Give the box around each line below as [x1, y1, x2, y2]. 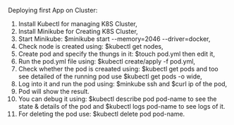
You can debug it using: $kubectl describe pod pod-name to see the [18, 95, 217, 103]
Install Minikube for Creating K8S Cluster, [18, 28, 138, 35]
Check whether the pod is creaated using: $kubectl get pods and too [18, 65, 219, 73]
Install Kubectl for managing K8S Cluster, [18, 20, 138, 28]
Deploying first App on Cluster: [8, 6, 98, 14]
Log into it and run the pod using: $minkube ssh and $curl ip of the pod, [18, 80, 228, 88]
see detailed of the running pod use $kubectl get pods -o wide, [18, 72, 203, 81]
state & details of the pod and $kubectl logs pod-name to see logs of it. [18, 102, 226, 110]
